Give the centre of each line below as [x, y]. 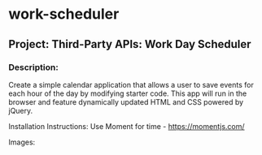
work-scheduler [64, 14]
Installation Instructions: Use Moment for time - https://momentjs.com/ [127, 126]
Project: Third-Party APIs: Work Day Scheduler [130, 44]
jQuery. [21, 110]
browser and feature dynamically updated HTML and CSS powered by [126, 101]
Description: [33, 67]
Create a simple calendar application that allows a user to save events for [131, 84]
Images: [22, 142]
